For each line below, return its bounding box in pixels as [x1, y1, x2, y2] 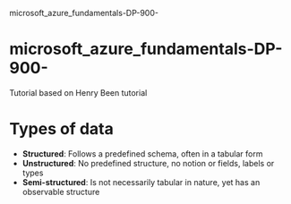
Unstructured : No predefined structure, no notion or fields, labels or [21, 157, 275, 168]
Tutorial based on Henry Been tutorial [9, 87, 148, 98]
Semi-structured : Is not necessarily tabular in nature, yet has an [21, 176, 261, 187]
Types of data [9, 119, 114, 140]
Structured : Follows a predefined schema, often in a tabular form [21, 148, 263, 159]
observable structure [21, 186, 100, 197]
